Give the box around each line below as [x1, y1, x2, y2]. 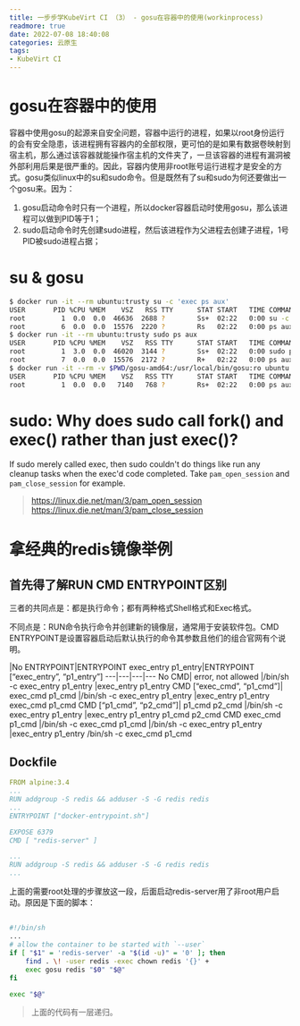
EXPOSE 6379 [9, 827, 54, 836]
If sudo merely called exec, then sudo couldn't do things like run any [9, 459, 261, 470]
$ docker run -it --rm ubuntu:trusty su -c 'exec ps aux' [9, 297, 229, 306]
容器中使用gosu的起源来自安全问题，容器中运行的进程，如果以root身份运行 [9, 127, 286, 138]
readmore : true [9, 21, 66, 30]
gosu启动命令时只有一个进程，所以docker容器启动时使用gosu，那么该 [21, 202, 280, 213]
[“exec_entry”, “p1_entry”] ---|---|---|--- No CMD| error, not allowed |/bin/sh [9, 672, 290, 683]
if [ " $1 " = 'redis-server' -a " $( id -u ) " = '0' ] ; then [9, 949, 226, 958]
